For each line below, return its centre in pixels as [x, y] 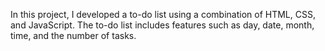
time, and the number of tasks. [73, 35]
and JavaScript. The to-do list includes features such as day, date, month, [162, 25]
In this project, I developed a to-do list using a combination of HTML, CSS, [163, 14]
